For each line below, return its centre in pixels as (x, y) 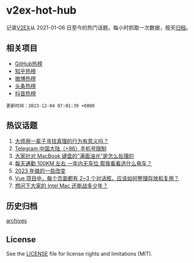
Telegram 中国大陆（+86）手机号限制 (61, 148)
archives (17, 221)
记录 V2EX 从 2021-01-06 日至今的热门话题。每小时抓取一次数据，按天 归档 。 (99, 27)
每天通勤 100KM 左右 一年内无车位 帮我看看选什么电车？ (83, 163)
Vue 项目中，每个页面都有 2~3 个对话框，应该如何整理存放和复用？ (97, 178)
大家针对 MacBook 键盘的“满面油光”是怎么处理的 (74, 156)
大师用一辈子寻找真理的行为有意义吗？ (61, 141)
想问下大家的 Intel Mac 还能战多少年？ (61, 186)
